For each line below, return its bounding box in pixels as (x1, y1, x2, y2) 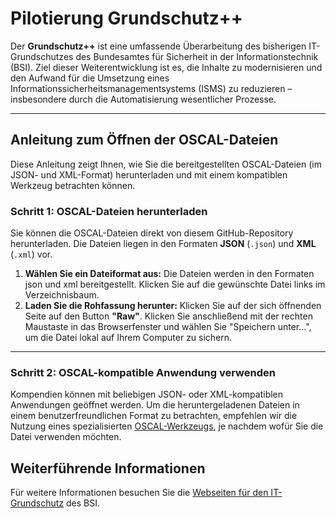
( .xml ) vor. (10, 248, 53, 261)
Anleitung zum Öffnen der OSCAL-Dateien (10, 132, 279, 149)
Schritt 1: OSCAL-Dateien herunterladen (10, 204, 208, 218)
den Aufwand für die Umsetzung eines (10, 72, 170, 84)
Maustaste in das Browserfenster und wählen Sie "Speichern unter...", (24, 321, 312, 333)
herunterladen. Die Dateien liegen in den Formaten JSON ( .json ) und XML (10, 238, 317, 250)
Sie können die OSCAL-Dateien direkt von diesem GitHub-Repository (10, 227, 294, 239)
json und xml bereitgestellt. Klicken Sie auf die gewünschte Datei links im (24, 278, 326, 291)
